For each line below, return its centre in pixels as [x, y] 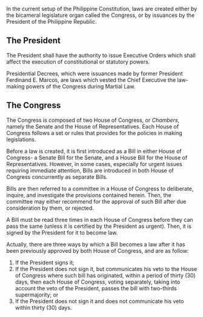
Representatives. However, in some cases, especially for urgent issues [94, 164]
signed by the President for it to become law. [62, 232]
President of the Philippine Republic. [52, 22]
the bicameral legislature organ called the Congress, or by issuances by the [101, 15]
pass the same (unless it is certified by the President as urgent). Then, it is [99, 226]
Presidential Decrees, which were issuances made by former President [95, 73]
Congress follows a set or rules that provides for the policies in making [95, 133]
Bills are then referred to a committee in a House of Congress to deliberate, [100, 189]
